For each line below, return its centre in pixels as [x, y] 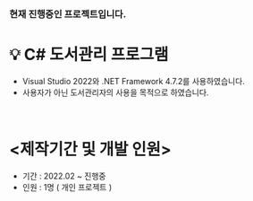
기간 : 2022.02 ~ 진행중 [64, 176]
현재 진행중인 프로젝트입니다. [68, 13]
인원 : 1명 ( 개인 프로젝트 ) [67, 187]
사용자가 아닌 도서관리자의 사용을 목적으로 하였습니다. [115, 92]
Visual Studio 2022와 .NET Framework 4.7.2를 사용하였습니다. [134, 81]
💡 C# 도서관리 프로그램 [89, 55]
